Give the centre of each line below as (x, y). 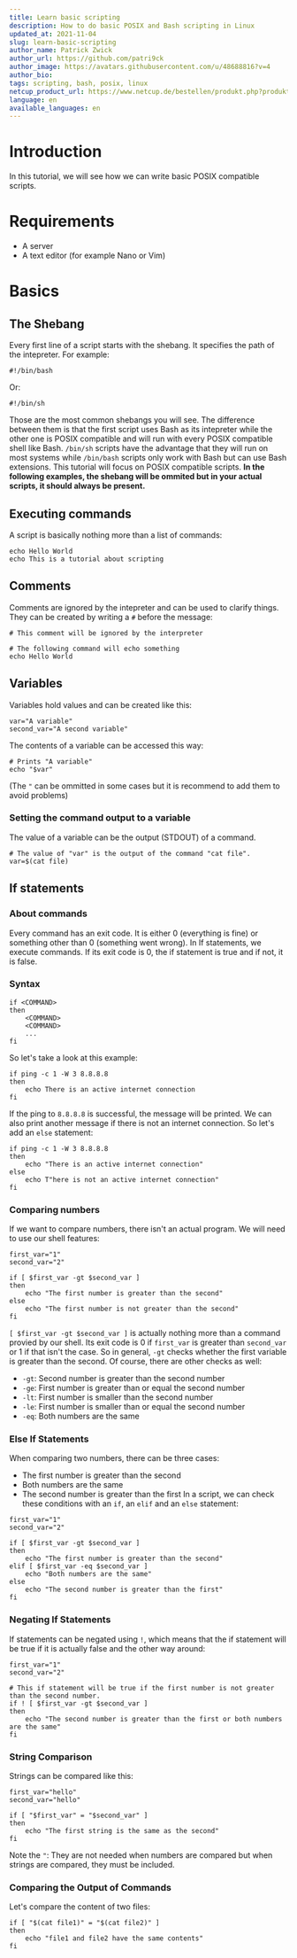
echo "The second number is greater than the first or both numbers (154, 1719)
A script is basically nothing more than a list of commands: (116, 535)
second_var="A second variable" (69, 729)
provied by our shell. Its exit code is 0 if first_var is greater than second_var (148, 1342)
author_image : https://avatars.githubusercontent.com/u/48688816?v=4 (140, 67)
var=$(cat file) (39, 861)
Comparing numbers (54, 1209)
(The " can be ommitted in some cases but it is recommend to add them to (145, 786)
